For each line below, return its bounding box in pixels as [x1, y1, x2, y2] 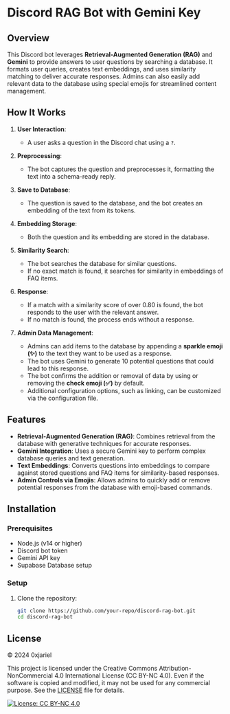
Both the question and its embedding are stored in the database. [27, 232, 209, 241]
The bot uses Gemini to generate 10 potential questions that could [27, 357, 214, 365]
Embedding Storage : [16, 219, 78, 227]
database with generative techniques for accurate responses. [16, 439, 192, 447]
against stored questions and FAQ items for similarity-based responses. [16, 469, 220, 477]
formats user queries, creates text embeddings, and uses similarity [7, 65, 196, 73]
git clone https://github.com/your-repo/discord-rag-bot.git [16, 607, 196, 614]
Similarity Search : [16, 246, 70, 254]
